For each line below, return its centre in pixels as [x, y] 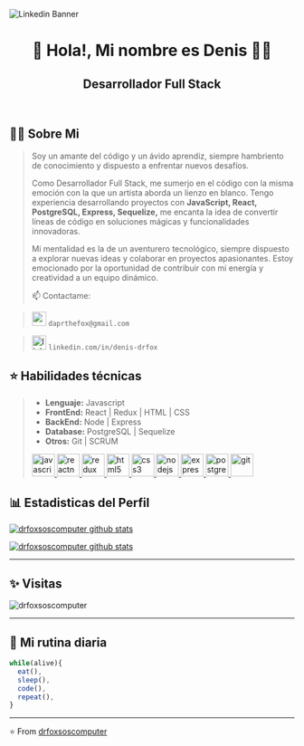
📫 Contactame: [61, 295]
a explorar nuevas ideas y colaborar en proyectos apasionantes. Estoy [162, 258]
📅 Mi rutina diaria [58, 642]
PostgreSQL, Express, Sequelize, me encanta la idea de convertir [155, 212]
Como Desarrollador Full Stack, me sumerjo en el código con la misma [162, 183]
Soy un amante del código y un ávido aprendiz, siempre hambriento [157, 156]
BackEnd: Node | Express [93, 422]
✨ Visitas [36, 583]
